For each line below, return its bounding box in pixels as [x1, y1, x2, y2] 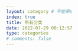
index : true [6, 14, 35, 20]
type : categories [6, 30, 49, 36]
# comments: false [6, 36, 51, 42]
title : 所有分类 [6, 19, 43, 25]
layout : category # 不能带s [6, 8, 73, 15]
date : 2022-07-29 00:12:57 [6, 25, 73, 31]
